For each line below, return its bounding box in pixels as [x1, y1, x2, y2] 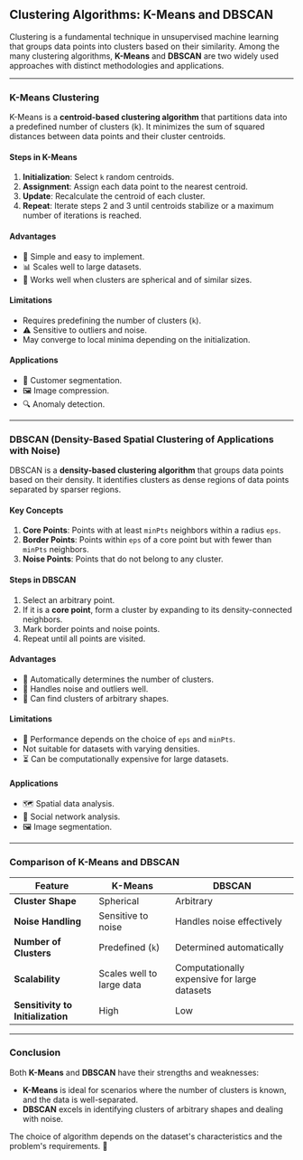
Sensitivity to [14, 998, 73, 1011]
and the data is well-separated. [22, 1094, 139, 1105]
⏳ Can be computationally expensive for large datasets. [22, 754, 229, 765]
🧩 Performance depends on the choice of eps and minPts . [22, 734, 236, 745]
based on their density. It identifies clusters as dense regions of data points [9, 475, 289, 486]
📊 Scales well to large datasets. [22, 261, 142, 272]
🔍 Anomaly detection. [22, 398, 106, 410]
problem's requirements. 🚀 [9, 1140, 108, 1151]
